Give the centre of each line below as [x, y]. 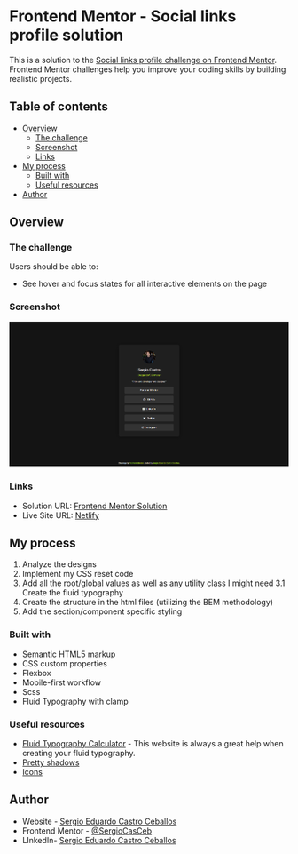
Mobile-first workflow [62, 682]
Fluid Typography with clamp [75, 701]
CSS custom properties [65, 663]
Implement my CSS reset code [78, 574]
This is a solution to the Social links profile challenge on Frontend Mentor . [143, 60]
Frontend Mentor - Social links [123, 16]
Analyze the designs [59, 564]
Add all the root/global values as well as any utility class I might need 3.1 [153, 583]
